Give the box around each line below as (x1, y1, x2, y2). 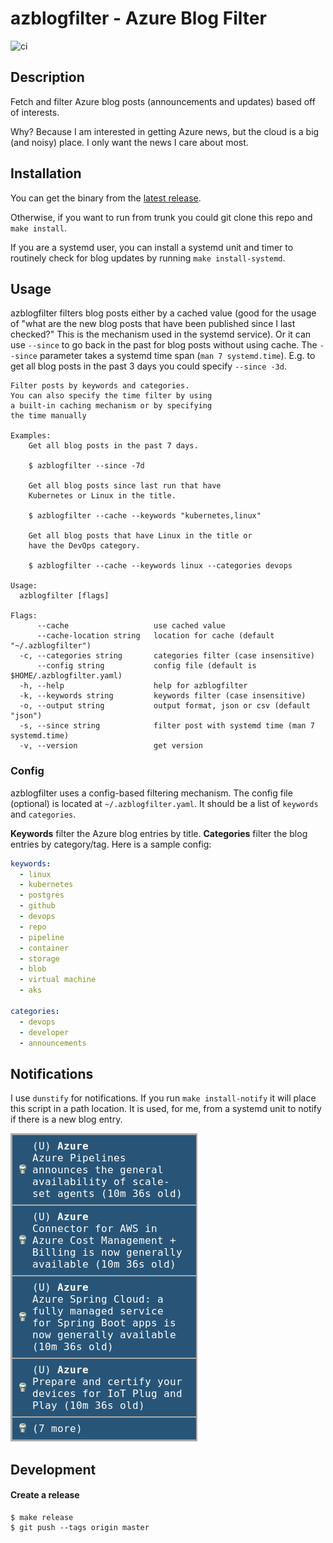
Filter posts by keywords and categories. (10, 381, 190, 391)
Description (10, 69, 85, 86)
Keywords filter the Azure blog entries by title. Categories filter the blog (10, 827, 308, 839)
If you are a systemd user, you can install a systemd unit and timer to (10, 241, 294, 253)
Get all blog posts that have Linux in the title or (28, 531, 253, 541)
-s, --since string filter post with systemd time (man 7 (19, 721, 315, 731)
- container (19, 943, 70, 953)
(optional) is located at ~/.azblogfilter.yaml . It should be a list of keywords (10, 797, 319, 809)
